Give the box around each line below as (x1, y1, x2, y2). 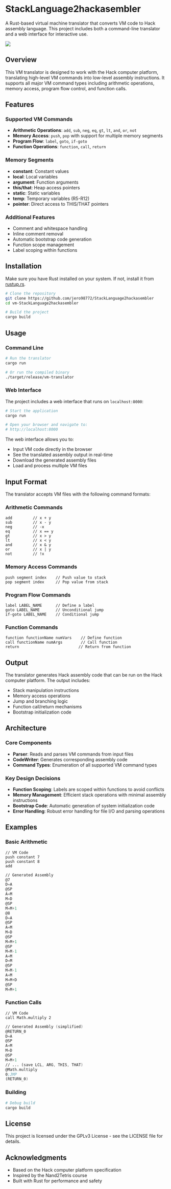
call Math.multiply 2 (5, 1015, 52, 1020)
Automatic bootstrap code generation (12, 236, 92, 243)
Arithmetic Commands (5, 504, 63, 511)
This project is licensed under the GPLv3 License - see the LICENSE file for (5, 1133, 163, 1139)
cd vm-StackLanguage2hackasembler (5, 301, 79, 306)
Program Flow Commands (5, 591, 71, 598)
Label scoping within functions (12, 247, 78, 253)
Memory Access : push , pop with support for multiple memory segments (12, 133, 163, 139)
